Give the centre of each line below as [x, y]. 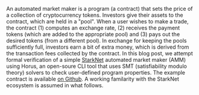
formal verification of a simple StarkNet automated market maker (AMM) [96, 60]
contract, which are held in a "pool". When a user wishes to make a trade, [97, 21]
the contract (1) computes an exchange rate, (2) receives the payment [93, 28]
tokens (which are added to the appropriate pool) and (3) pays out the [93, 34]
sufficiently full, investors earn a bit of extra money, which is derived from [98, 47]
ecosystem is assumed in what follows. [55, 85]
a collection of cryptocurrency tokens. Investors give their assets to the [95, 15]
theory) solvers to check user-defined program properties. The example [96, 72]
